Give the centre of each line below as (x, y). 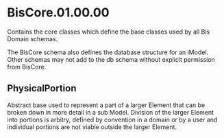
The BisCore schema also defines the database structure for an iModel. (108, 52)
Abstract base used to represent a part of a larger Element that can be (106, 105)
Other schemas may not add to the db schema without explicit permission (111, 59)
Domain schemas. (33, 38)
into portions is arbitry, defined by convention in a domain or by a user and (112, 119)
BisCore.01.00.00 (58, 13)
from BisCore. (27, 67)
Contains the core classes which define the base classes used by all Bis (109, 32)
